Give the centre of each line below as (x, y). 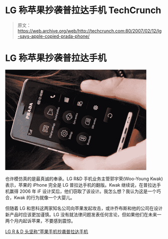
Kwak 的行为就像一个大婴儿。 (44, 197)
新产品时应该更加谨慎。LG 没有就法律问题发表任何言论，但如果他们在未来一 (83, 214)
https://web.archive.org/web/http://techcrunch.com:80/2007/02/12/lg (90, 31)
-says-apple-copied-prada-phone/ (53, 36)
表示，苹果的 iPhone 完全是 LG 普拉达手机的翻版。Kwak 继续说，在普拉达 (81, 185)
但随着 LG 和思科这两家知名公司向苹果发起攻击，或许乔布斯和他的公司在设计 (84, 208)
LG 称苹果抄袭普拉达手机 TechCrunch (83, 10)
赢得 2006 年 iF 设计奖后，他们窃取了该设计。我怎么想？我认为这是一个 (83, 191)
